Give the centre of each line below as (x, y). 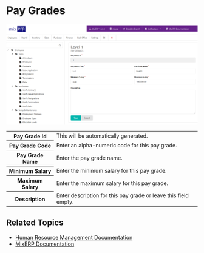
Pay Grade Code (30, 146)
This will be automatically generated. (102, 136)
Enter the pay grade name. (89, 158)
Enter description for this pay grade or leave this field (123, 195)
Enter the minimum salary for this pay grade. (111, 170)
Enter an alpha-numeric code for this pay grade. (117, 145)
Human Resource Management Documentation (74, 237)
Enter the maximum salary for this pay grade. (112, 183)
